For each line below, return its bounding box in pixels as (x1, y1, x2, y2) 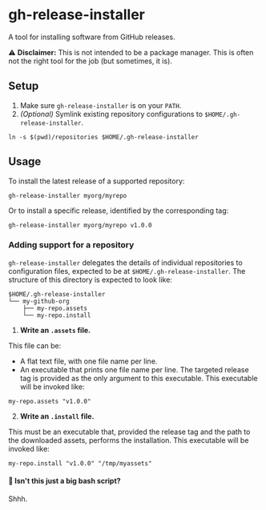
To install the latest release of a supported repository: (8, 176, 185, 186)
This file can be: (8, 340, 62, 350)
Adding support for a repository (8, 239, 135, 251)
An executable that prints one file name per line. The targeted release (19, 364, 250, 374)
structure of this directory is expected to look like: (8, 275, 172, 284)
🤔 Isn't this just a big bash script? (8, 476, 122, 486)
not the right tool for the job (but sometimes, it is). (8, 56, 172, 66)
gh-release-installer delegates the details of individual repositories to (8, 258, 243, 267)
